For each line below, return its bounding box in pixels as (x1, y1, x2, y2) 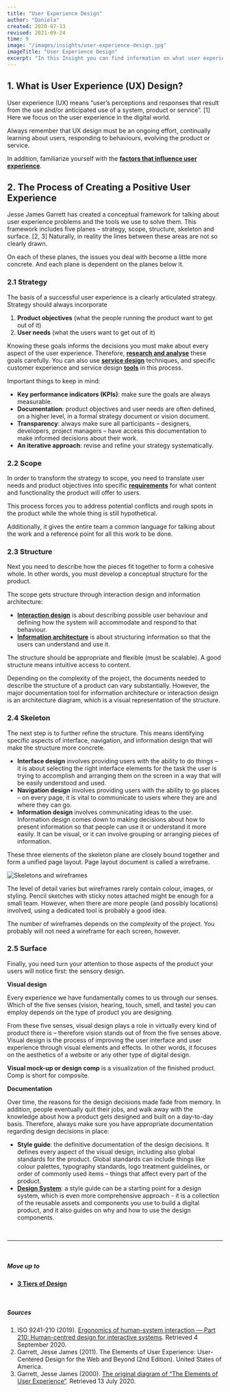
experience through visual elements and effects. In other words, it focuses (7, 1043, 217, 1051)
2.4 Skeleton (7, 713, 51, 723)
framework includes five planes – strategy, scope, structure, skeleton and (7, 225, 214, 234)
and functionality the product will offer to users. (7, 489, 142, 497)
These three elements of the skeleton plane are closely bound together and (7, 850, 220, 859)
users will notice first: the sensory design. (7, 967, 125, 975)
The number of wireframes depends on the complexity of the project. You (7, 919, 215, 928)
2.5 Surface (7, 944, 47, 954)
